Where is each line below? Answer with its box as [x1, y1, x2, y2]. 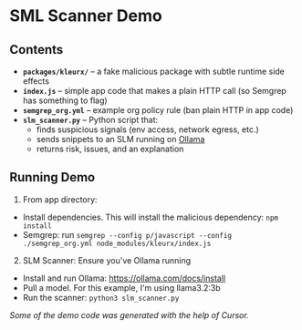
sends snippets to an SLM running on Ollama [36, 134, 205, 144]
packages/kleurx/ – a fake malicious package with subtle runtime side [22, 66, 286, 77]
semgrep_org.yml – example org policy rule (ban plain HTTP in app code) [22, 105, 294, 115]
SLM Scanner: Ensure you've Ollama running [22, 254, 192, 265]
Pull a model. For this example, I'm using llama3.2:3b [22, 282, 221, 293]
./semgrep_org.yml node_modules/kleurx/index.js [22, 239, 212, 248]
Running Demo [9, 170, 96, 185]
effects [22, 76, 50, 87]
